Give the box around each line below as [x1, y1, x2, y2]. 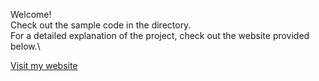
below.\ [10, 40, 41, 52]
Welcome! [10, 9, 52, 20]
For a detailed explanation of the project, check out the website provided [10, 30, 310, 41]
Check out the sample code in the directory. [10, 19, 192, 31]
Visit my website [10, 60, 78, 71]
